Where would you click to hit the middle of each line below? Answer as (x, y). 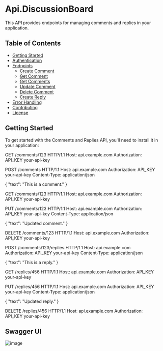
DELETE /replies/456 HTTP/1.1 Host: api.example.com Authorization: (74, 311)
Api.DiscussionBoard (49, 9)
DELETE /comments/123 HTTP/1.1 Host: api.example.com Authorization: (77, 233)
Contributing (25, 107)
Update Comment (37, 87)
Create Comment (37, 71)
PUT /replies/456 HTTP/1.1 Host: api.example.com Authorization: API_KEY (80, 287)
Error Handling (27, 102)
